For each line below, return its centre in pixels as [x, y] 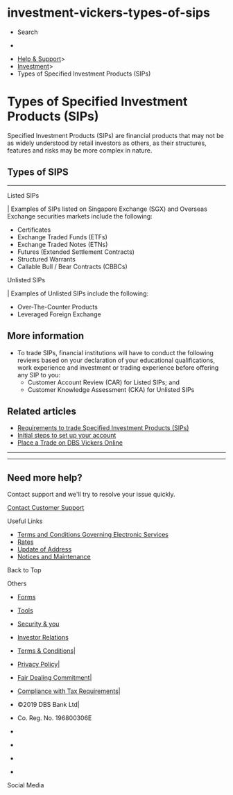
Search [27, 32]
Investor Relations [43, 638]
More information [46, 336]
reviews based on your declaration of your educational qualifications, [116, 360]
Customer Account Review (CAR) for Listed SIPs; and [104, 382]
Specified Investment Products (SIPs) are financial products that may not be [115, 135]
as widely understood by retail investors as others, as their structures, [107, 143]
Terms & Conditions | [46, 651]
